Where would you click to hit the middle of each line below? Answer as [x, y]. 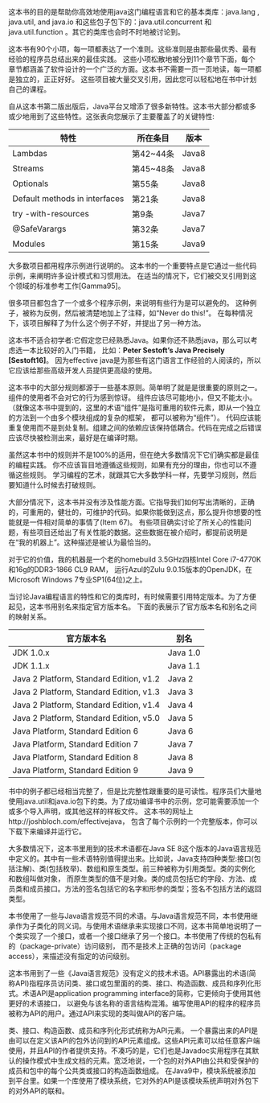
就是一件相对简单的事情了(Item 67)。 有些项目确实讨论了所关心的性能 [130, 522]
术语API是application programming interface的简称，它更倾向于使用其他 [141, 993]
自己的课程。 [29, 89]
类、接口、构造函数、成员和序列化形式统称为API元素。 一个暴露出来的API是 [133, 1031]
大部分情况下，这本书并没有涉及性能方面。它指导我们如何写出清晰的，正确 [131, 502]
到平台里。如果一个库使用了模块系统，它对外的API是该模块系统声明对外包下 [134, 1081]
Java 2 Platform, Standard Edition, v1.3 [86, 692]
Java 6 [180, 731]
